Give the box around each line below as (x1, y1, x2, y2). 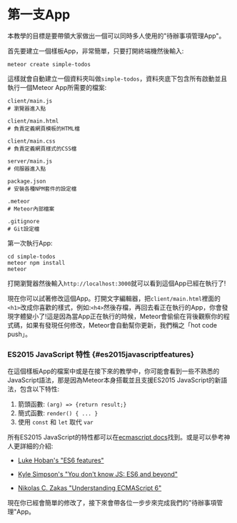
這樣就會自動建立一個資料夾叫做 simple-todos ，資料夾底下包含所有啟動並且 (7, 74, 227, 83)
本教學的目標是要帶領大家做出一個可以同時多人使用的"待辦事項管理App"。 (7, 31, 226, 40)
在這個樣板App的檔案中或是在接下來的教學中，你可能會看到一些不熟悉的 (7, 367, 220, 375)
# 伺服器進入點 (7, 165, 46, 172)
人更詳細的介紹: (7, 442, 54, 450)
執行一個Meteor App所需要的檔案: (7, 83, 107, 91)
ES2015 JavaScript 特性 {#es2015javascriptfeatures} (7, 349, 195, 359)
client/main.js (7, 97, 53, 104)
